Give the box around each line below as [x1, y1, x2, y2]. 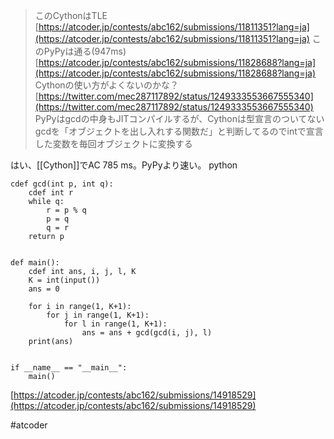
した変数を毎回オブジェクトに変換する [34, 138, 193, 149]
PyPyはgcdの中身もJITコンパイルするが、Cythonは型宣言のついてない [34, 113, 325, 124]
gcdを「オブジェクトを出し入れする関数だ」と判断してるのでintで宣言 [34, 125, 324, 137]
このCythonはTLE [34, 10, 108, 21]
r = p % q [46, 205, 87, 215]
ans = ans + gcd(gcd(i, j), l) [81, 328, 213, 338]
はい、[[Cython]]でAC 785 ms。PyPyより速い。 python [10, 159, 238, 171]
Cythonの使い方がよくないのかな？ [34, 79, 179, 91]
